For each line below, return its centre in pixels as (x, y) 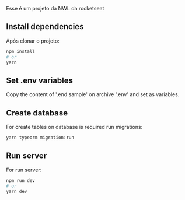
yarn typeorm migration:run (40, 138)
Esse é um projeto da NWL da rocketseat (55, 8)
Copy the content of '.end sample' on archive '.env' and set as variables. (93, 94)
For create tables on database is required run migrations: (74, 127)
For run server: (24, 170)
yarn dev (17, 191)
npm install (20, 51)
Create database (37, 113)
